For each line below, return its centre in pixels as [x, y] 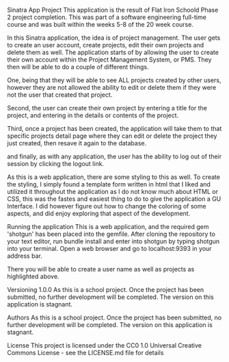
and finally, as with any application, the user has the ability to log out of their [114, 156]
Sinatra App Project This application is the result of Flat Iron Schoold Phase [113, 10]
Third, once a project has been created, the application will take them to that [114, 129]
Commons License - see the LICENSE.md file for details [85, 353]
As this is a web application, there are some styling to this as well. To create [114, 177]
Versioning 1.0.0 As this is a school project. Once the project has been [106, 290]
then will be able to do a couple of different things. [78, 67]
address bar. [25, 256]
